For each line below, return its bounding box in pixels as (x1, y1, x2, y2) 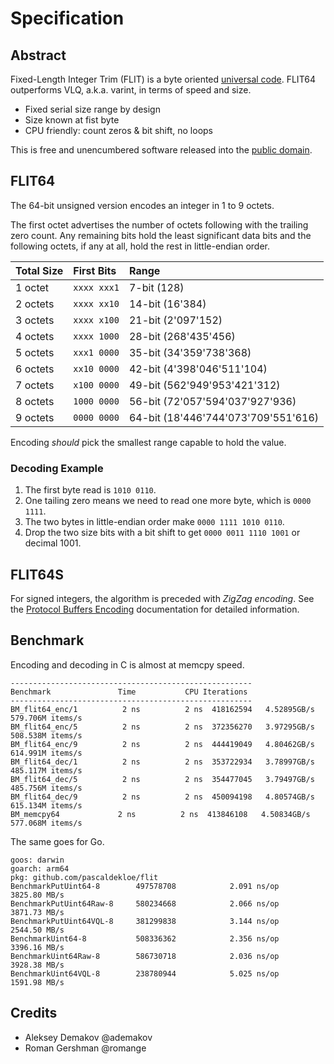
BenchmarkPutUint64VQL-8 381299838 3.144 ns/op (10, 916, 280, 926)
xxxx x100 (73, 314, 120, 326)
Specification (10, 7, 125, 30)
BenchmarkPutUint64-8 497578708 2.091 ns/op (10, 881, 280, 891)
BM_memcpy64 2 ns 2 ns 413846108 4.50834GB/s (10, 809, 311, 819)
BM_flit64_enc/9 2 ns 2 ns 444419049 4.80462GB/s (10, 739, 315, 749)
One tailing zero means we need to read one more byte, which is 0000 (24, 495, 312, 507)
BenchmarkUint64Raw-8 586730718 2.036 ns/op (10, 951, 280, 961)
